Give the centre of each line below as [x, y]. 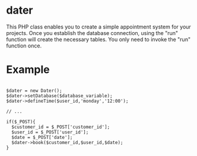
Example [28, 70]
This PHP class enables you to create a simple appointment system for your [99, 27]
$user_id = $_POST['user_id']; [50, 132]
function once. [24, 46]
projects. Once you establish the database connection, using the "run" [92, 33]
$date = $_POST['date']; [42, 137]
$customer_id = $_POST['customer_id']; [61, 127]
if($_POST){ [21, 122]
